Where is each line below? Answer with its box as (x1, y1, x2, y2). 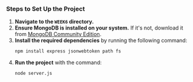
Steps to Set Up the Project (6, 5, 85, 13)
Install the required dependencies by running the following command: (14, 37, 188, 44)
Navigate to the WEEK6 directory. (14, 18, 94, 25)
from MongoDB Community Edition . (14, 31, 102, 38)
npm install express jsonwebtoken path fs (14, 48, 121, 54)
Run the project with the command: (14, 59, 102, 66)
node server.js (14, 70, 53, 77)
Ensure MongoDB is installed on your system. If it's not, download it (14, 24, 184, 31)
